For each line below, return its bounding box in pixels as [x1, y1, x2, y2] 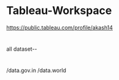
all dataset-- [6, 45, 38, 53]
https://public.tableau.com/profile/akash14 [6, 24, 113, 31]
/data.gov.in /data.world [6, 67, 67, 74]
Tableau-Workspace [6, 4, 112, 18]
